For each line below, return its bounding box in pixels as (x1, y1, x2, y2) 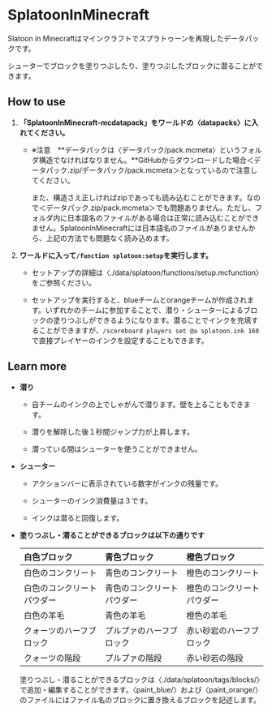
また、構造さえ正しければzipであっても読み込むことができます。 (31, 192, 247, 202)
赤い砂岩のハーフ (185, 624, 251, 636)
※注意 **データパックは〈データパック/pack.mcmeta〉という (31, 144, 241, 155)
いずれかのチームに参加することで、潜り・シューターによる (45, 305, 244, 315)
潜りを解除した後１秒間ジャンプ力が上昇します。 (31, 427, 195, 436)
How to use (7, 95, 66, 109)
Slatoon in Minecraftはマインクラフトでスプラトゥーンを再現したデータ (7, 33, 245, 43)
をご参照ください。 (31, 277, 97, 287)
